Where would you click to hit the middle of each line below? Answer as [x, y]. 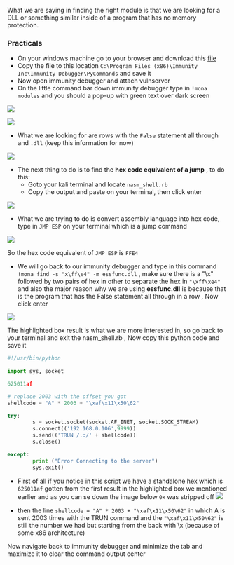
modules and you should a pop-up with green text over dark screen [113, 96]
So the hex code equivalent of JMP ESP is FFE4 [73, 253]
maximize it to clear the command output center [76, 554]
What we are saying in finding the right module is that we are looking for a [114, 10]
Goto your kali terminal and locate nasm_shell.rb [98, 184]
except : [19, 454]
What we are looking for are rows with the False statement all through [118, 135]
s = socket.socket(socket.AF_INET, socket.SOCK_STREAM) [116, 422]
